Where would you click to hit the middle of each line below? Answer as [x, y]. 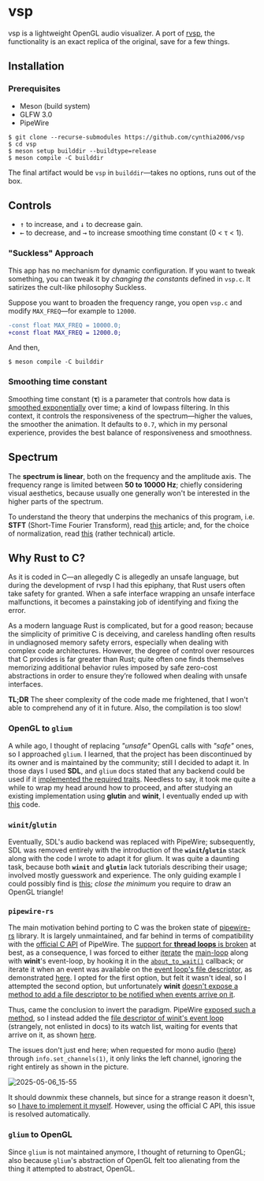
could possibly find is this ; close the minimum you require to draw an [120, 884]
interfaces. [26, 685]
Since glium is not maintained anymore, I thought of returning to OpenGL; [127, 1152]
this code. [24, 804]
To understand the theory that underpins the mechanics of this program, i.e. [131, 516]
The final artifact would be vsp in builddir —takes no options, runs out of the [132, 173]
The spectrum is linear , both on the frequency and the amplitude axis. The [130, 476]
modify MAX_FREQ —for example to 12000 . [72, 310]
